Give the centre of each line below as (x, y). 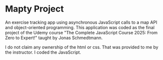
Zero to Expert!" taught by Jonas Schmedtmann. (54, 38)
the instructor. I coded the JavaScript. (43, 52)
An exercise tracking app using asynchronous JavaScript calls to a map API (81, 22)
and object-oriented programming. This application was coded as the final (80, 27)
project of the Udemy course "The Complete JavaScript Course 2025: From (81, 32)
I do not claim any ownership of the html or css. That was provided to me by (82, 47)
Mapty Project (35, 9)
